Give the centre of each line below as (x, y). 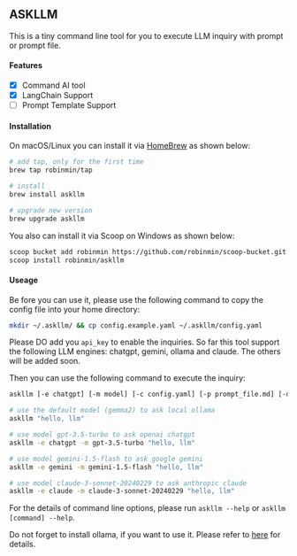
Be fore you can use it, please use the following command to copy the (136, 299)
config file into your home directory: (75, 309)
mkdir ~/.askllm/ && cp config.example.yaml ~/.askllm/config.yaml (136, 325)
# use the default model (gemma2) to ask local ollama (112, 411)
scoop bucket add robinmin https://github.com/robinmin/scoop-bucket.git (148, 251)
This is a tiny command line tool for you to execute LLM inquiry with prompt (146, 35)
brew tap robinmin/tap (51, 170)
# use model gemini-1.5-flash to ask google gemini (106, 459)
